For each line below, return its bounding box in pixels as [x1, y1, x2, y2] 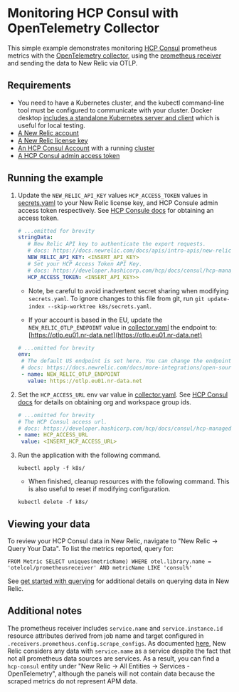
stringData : [17, 234, 53, 241]
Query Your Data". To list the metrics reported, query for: [7, 545, 174, 552]
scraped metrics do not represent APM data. [7, 676, 138, 685]
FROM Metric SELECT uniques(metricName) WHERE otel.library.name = [7, 558, 212, 565]
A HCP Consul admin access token [17, 151, 120, 159]
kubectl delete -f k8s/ [17, 498, 89, 506]
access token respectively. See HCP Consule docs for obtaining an [17, 206, 214, 214]
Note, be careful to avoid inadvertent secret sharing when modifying [28, 286, 229, 295]
